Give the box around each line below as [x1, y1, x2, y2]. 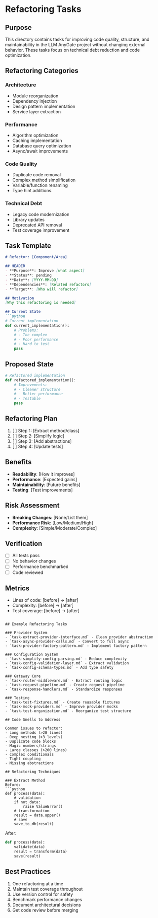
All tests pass [12, 553, 40, 559]
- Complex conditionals [5, 752, 54, 757]
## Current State [5, 309, 41, 314]
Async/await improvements [12, 148, 68, 154]
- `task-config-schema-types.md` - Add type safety [5, 665, 114, 670]
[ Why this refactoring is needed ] [5, 300, 77, 305]
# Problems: [14, 328, 39, 333]
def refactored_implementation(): [5, 377, 77, 383]
